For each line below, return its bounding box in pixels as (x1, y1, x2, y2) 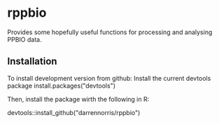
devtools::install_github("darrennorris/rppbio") (7, 108, 141, 116)
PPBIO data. (7, 35, 42, 43)
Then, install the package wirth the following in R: (7, 95, 150, 103)
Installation (7, 56, 57, 68)
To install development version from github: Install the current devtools (7, 74, 211, 82)
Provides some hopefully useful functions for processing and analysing (7, 28, 213, 36)
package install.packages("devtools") (7, 82, 116, 90)
